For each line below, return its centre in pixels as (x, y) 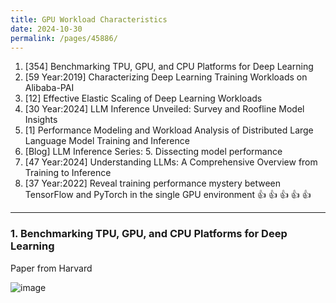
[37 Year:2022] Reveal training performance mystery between (153, 183)
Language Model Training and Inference (107, 141)
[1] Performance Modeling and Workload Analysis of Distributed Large (169, 130)
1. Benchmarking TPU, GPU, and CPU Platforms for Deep (149, 234)
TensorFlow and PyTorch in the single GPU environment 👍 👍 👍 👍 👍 (168, 195)
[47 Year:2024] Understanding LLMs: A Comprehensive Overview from (171, 162)
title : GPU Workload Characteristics (89, 19)
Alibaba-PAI (49, 88)
